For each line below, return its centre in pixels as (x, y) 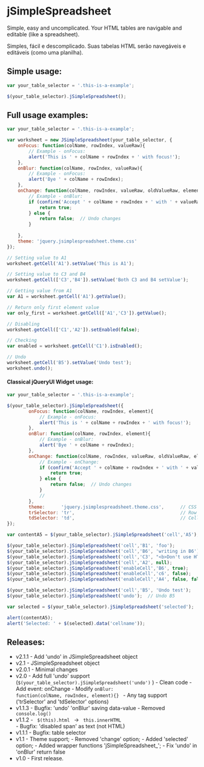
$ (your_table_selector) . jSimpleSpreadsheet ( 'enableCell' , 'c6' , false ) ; (99, 574)
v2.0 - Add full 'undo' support (53, 676)
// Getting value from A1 (39, 291)
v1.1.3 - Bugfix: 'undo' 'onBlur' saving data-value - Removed (90, 708)
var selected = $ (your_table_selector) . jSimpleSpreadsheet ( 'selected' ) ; (100, 607)
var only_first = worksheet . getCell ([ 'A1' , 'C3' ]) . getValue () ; (87, 313)
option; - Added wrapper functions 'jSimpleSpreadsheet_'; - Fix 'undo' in (106, 746)
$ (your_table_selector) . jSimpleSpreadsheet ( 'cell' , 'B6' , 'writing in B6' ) (103, 551)
